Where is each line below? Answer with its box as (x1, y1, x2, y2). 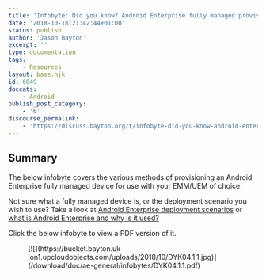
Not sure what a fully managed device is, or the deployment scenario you (8, 196, 247, 206)
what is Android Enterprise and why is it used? (8, 213, 160, 223)
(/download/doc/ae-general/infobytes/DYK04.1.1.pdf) (28, 261, 200, 270)
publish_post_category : (8, 100, 87, 108)
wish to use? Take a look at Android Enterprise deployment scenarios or (8, 204, 243, 214)
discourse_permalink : (8, 115, 80, 123)
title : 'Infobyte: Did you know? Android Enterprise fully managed (8, 11, 236, 20)
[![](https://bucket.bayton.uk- (28, 243, 124, 253)
